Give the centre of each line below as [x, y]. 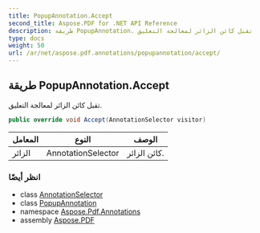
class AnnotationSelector [61, 194]
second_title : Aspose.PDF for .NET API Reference [93, 23]
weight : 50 [26, 46]
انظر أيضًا [24, 177]
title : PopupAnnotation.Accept [61, 16]
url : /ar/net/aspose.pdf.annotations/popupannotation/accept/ [114, 53]
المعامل [25, 139]
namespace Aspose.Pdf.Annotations [80, 211]
